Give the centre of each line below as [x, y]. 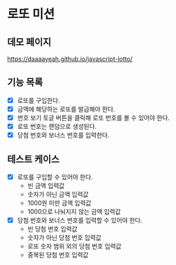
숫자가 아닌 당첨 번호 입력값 [64, 238]
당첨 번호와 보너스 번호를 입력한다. [63, 135]
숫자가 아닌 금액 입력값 [58, 194]
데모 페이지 [29, 42]
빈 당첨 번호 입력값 [52, 229]
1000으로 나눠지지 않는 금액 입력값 [74, 211]
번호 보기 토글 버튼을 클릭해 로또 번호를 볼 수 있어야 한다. [94, 118]
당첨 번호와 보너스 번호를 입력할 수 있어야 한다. [80, 220]
